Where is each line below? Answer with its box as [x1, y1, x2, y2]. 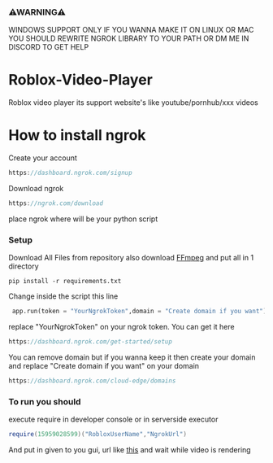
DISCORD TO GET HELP [8, 42, 89, 52]
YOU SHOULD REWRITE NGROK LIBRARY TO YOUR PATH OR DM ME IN [8, 33, 249, 43]
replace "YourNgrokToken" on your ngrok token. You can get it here [8, 322, 235, 332]
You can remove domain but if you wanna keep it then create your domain [8, 352, 256, 362]
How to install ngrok [8, 126, 146, 145]
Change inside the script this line [8, 291, 119, 301]
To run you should [8, 395, 81, 407]
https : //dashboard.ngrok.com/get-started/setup [8, 338, 173, 346]
